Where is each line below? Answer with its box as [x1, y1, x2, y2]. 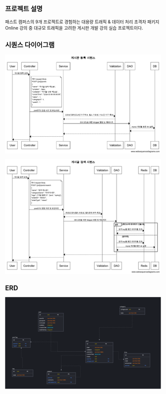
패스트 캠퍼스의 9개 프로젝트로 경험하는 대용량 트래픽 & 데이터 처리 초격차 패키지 [5, 19, 160, 25]
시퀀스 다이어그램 [5, 41, 55, 49]
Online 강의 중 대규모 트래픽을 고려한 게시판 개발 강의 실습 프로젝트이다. [5, 25, 143, 31]
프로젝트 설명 [5, 4, 43, 13]
